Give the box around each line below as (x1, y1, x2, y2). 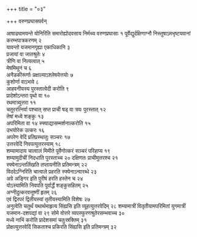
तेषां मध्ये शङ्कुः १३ (6, 113, 44, 120)
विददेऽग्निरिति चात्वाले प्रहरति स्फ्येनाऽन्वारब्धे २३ (6, 168, 97, 175)
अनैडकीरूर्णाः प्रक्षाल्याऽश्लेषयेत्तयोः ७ (6, 71, 74, 79)
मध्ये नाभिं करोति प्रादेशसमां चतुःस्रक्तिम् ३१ (6, 216, 87, 223)
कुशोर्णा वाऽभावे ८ (6, 78, 39, 85)
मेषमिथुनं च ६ (6, 64, 32, 71)
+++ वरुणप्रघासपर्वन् (6, 18, 47, 25)
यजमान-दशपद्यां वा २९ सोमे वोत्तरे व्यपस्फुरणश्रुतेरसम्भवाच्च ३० (6, 209, 125, 217)
